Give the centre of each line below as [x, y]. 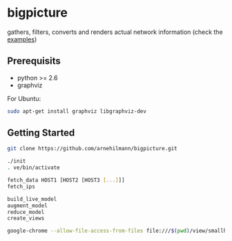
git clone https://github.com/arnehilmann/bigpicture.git [92, 149]
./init [17, 161]
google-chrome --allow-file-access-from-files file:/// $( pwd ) [98, 231]
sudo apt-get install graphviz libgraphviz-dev [77, 111]
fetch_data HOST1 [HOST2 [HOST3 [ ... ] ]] [66, 180]
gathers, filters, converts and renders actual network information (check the [115, 32]
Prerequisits [34, 61]
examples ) [22, 39]
